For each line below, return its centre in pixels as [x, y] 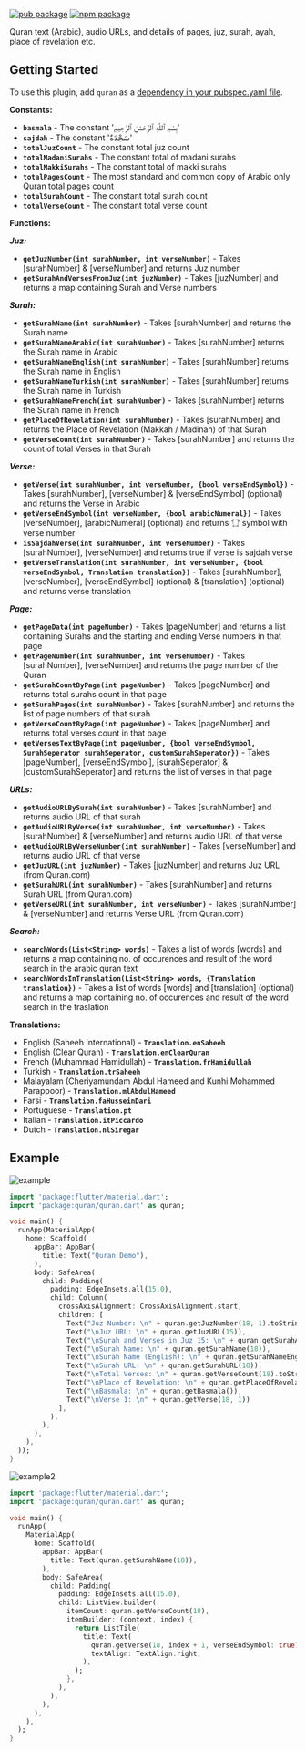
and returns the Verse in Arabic [81, 503]
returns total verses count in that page [94, 733]
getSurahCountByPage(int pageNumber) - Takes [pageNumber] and [146, 685]
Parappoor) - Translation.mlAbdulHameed [99, 1090]
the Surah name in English [71, 371]
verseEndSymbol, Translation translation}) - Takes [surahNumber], [152, 572]
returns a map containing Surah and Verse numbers [119, 287]
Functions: [31, 222]
